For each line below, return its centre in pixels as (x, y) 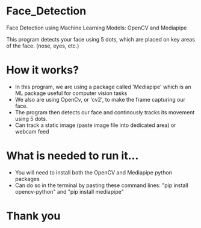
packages (27, 179)
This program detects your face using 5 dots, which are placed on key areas (101, 39)
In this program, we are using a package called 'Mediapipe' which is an (103, 87)
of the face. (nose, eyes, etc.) (43, 46)
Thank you (33, 216)
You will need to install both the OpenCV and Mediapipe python (94, 172)
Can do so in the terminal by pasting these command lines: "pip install (101, 185)
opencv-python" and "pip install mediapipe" (70, 191)
